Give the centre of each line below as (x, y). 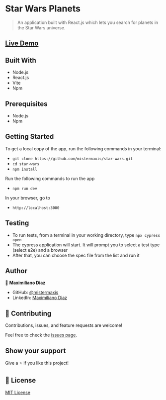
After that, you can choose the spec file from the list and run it (76, 255)
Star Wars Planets (43, 9)
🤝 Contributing (28, 313)
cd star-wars (26, 164)
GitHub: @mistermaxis (35, 293)
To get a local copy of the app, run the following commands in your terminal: (83, 149)
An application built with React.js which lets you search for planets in (88, 22)
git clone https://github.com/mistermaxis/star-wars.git (73, 159)
